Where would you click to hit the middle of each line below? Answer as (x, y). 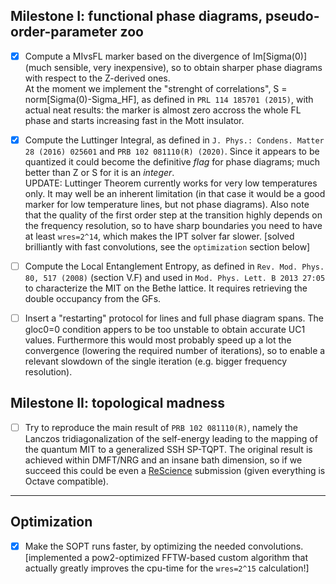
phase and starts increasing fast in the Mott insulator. (134, 120)
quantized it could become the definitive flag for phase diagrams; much (172, 161)
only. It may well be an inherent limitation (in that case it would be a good (175, 193)
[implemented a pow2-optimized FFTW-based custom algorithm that (166, 557)
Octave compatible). (66, 481)
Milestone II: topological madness (118, 403)
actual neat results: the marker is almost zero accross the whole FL (163, 110)
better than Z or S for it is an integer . (99, 172)
